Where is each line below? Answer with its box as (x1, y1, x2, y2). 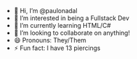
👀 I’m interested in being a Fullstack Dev (13, 14, 129, 22)
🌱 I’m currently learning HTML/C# (13, 22, 111, 29)
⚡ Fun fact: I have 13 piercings (13, 44, 101, 52)
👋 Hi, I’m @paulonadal (13, 7, 78, 15)
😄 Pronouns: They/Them (13, 36, 87, 44)
